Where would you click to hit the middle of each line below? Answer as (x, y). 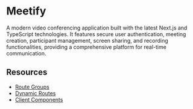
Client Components (39, 99)
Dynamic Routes (35, 93)
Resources (27, 73)
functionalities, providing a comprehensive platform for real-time (87, 47)
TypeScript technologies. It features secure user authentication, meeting (96, 34)
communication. (26, 53)
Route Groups (32, 87)
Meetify (26, 11)
